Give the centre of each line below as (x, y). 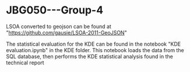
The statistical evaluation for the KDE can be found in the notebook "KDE (94, 44)
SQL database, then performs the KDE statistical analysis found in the (89, 56)
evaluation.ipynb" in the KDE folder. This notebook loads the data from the (95, 50)
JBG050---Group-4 (55, 10)
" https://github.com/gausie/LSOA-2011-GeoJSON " (66, 32)
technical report (25, 63)
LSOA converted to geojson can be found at (59, 26)
